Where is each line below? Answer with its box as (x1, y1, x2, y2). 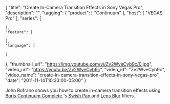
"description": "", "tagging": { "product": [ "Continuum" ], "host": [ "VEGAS (5, 10, 163, 16)
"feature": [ (5, 30, 33, 35)
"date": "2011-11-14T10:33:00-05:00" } (5, 77, 87, 84)
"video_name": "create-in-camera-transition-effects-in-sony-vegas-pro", (5, 72, 160, 78)
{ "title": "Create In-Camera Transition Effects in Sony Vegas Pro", (5, 5, 144, 10)
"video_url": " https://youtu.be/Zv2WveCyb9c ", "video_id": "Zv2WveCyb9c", (5, 67, 165, 72)
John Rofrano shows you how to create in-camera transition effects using (5, 87, 161, 93)
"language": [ (5, 43, 36, 48)
